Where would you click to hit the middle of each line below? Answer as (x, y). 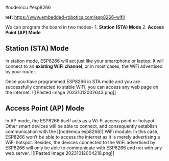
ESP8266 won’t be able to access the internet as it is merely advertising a (83, 137)
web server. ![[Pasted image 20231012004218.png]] (60, 153)
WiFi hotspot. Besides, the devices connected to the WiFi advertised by (80, 142)
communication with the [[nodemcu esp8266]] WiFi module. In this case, (82, 131)
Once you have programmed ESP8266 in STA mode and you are (73, 82)
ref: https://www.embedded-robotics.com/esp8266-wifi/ (65, 17)
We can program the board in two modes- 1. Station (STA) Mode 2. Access (85, 27)
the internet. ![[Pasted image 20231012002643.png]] (61, 92)
